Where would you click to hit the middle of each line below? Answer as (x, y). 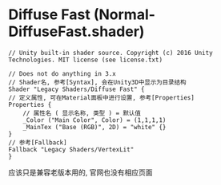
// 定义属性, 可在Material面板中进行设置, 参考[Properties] (101, 97)
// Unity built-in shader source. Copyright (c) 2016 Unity (111, 53)
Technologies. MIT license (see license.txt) (85, 60)
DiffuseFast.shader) (76, 31)
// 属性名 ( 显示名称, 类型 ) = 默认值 (82, 113)
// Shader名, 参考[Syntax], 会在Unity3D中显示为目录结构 (97, 82)
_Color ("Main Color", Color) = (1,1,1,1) (94, 120)
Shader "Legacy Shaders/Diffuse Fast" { (77, 89)
